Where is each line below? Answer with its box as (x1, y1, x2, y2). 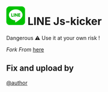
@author (6, 79, 28, 86)
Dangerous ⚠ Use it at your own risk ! (6, 34, 100, 41)
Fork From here (6, 45, 44, 53)
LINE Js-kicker (27, 15, 102, 28)
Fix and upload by (6, 63, 74, 73)
